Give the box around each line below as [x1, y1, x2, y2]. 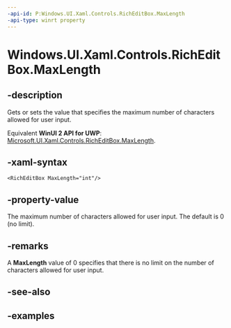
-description [7, 89, 63, 101]
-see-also [7, 286, 51, 298]
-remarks [7, 240, 49, 252]
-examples [7, 310, 55, 322]
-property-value [7, 193, 79, 206]
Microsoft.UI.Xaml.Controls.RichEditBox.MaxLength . [7, 136, 156, 144]
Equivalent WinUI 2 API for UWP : [7, 128, 102, 137]
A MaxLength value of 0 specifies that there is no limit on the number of [7, 258, 214, 267]
